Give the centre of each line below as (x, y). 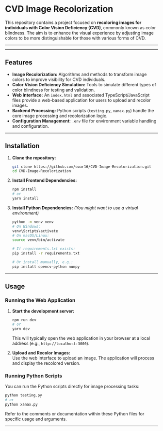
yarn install (25, 198)
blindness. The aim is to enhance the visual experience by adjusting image (79, 33)
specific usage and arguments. (36, 419)
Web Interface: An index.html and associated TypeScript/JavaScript (81, 95)
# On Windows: (26, 226)
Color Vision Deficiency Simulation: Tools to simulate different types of (84, 84)
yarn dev (21, 329)
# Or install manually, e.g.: (43, 262)
